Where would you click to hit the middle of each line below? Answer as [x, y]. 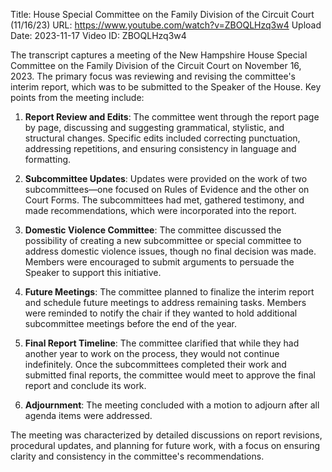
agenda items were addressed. [88, 415]
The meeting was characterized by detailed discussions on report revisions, [166, 435]
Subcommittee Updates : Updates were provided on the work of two [166, 178]
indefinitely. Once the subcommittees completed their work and [155, 364]
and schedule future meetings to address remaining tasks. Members [165, 302]
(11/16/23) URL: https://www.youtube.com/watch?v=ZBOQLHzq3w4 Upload [166, 25]
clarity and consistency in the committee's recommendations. [137, 456]
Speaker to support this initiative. [93, 272]
